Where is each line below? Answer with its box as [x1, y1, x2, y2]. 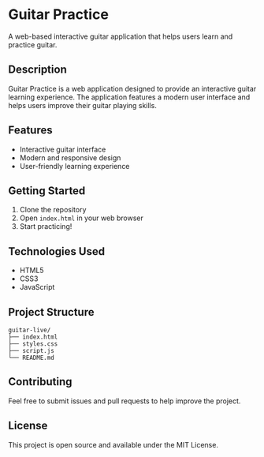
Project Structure [8, 305, 95, 319]
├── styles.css [8, 340, 58, 348]
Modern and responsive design [19, 152, 121, 163]
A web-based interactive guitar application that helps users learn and [8, 32, 233, 41]
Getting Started [8, 184, 86, 197]
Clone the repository [19, 205, 87, 215]
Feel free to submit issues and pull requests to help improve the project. [8, 396, 241, 406]
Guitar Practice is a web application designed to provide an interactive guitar [8, 84, 257, 93]
